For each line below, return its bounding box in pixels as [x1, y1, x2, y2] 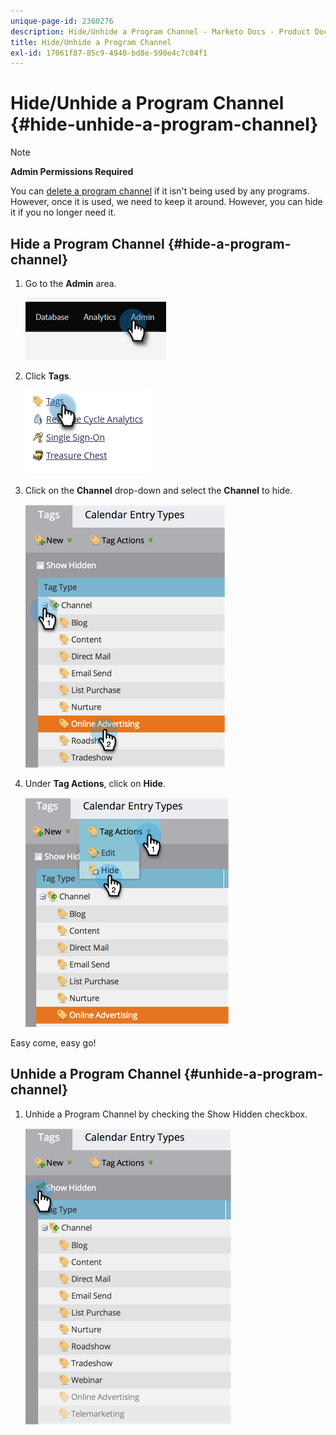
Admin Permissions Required [10, 166, 134, 178]
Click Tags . [24, 370, 72, 382]
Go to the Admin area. [24, 278, 117, 289]
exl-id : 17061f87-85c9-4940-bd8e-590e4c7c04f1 [10, 48, 208, 58]
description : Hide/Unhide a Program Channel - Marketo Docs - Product [10, 26, 311, 37]
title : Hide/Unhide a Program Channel [10, 37, 172, 47]
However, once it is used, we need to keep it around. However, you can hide [10, 196, 323, 208]
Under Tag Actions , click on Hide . [24, 778, 166, 789]
